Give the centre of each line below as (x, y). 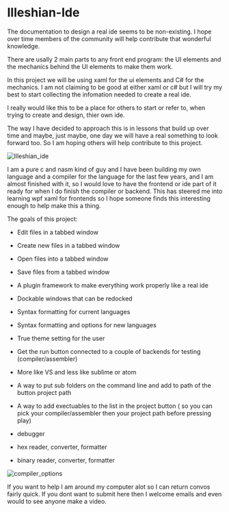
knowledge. (24, 46)
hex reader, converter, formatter (62, 447)
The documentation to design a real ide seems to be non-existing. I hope (109, 31)
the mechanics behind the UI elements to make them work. (90, 66)
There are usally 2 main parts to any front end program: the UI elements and (114, 59)
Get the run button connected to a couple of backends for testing (109, 351)
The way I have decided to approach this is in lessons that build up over (108, 128)
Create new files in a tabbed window (68, 245)
